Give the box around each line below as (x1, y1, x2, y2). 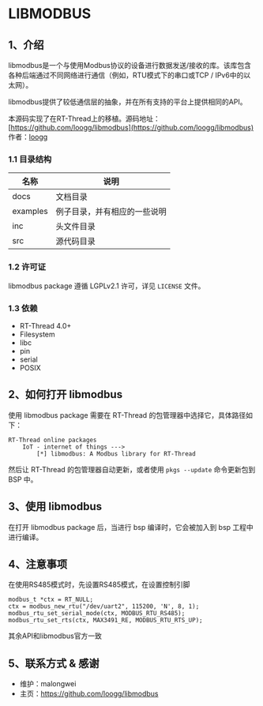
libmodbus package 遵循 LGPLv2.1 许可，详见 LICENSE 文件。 (8, 281, 205, 291)
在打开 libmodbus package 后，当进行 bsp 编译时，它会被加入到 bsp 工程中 (8, 522, 254, 531)
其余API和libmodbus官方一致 (8, 631, 103, 640)
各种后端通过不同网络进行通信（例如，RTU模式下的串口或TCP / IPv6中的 (8, 70, 244, 80)
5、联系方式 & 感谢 (8, 656, 100, 670)
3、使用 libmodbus (8, 500, 103, 513)
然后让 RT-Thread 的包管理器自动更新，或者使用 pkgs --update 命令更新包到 (8, 464, 256, 474)
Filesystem (19, 329, 55, 339)
